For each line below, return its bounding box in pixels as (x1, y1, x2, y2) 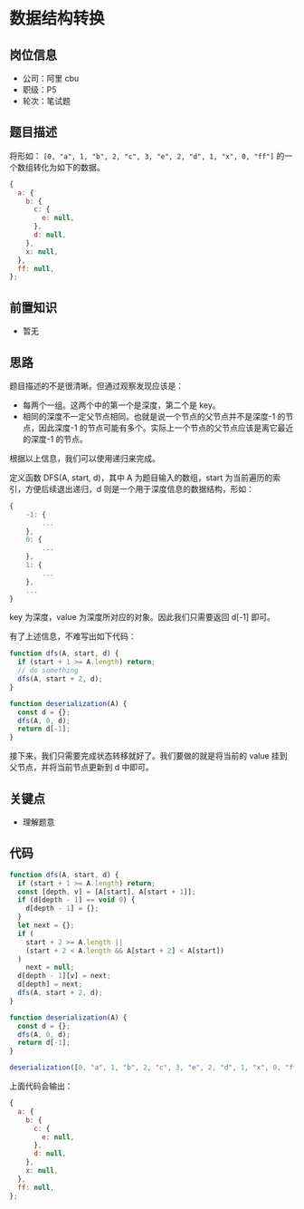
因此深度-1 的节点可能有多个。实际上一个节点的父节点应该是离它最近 (38, 422, 294, 433)
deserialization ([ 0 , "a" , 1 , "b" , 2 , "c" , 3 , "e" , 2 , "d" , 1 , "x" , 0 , (9, 1063, 282, 1072)
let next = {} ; (17, 921, 75, 930)
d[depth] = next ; (17, 980, 83, 989)
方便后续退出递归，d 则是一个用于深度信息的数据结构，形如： (24, 483, 255, 494)
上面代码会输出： (9, 1080, 73, 1092)
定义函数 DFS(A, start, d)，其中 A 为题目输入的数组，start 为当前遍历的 (9, 472, 273, 483)
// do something (17, 666, 79, 675)
